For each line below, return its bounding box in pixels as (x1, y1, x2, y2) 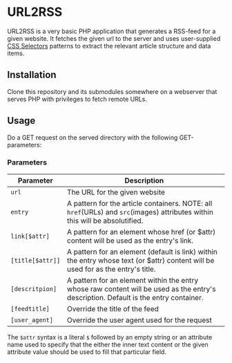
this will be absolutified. (66, 216, 144, 225)
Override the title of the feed (66, 304, 159, 313)
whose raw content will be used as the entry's (66, 284, 216, 294)
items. (7, 49, 25, 57)
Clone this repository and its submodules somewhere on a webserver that (7, 87, 217, 95)
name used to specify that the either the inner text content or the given (7, 340, 209, 348)
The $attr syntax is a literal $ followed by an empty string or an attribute (7, 333, 213, 341)
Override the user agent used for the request (66, 315, 212, 325)
